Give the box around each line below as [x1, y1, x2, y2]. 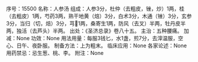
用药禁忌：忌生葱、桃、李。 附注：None [6, 50, 104, 56]
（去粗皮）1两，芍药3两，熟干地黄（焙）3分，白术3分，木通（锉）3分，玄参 [6, 12, 192, 19]
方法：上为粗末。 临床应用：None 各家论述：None [64, 42, 187, 49]
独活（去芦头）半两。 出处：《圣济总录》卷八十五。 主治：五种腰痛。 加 [16, 27, 189, 34]
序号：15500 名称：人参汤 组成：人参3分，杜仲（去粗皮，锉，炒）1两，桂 [6, 5, 185, 12]
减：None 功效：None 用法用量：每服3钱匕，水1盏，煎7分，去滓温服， [6, 35, 178, 41]
